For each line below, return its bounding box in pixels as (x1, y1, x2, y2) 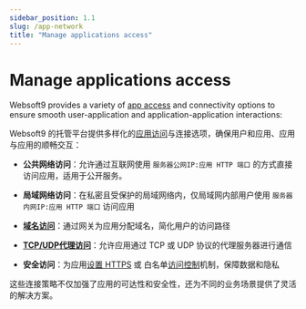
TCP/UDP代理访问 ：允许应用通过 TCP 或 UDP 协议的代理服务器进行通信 (22, 240, 292, 251)
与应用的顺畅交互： (9, 139, 82, 150)
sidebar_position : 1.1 (9, 13, 96, 23)
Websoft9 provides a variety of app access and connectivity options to (9, 99, 276, 110)
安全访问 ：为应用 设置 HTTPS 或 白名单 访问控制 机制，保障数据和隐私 (22, 259, 280, 270)
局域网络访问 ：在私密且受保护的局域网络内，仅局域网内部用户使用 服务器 (22, 190, 293, 201)
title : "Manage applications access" (9, 30, 153, 39)
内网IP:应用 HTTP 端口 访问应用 (22, 201, 135, 212)
